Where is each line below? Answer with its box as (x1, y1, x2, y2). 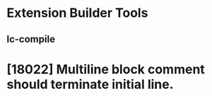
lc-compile (6, 33, 56, 45)
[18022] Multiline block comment (6, 61, 206, 77)
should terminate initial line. (6, 76, 174, 92)
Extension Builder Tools (6, 5, 148, 21)
